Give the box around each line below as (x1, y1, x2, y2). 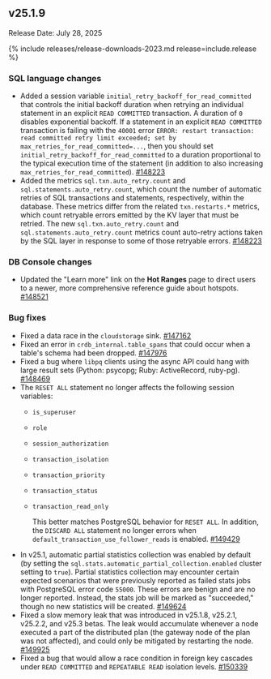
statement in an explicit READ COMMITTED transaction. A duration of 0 (19, 109, 243, 118)
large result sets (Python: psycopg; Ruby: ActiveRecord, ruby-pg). (19, 365, 240, 375)
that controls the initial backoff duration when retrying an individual (19, 100, 244, 110)
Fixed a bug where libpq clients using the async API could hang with (19, 356, 250, 366)
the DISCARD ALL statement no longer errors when (32, 525, 197, 535)
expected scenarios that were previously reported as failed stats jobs (19, 575, 251, 585)
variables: (19, 391, 53, 401)
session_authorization (32, 440, 109, 448)
